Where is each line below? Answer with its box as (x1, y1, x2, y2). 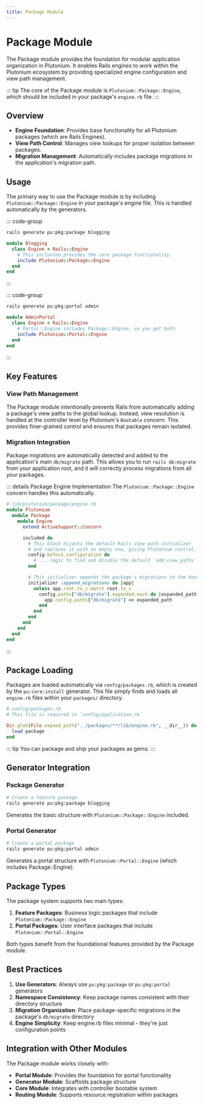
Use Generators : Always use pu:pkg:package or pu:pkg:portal (15, 980, 171, 988)
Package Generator (6, 781, 65, 789)
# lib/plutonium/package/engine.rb (6, 501, 97, 507)
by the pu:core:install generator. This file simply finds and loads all (6, 687, 178, 695)
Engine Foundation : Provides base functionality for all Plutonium (15, 127, 177, 134)
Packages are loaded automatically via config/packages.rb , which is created (6, 681, 197, 689)
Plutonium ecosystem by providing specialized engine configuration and (6, 68, 187, 76)
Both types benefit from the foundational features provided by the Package (6, 940, 194, 948)
